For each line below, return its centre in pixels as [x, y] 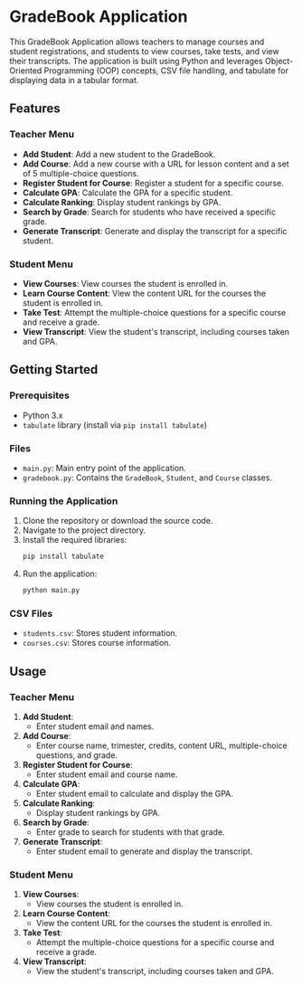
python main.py [51, 591]
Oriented [26, 71]
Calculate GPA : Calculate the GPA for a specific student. [127, 193]
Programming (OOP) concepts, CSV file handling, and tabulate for [166, 71]
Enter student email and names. [95, 726]
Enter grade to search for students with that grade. [130, 832]
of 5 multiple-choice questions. [80, 173]
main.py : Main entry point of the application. [104, 468]
